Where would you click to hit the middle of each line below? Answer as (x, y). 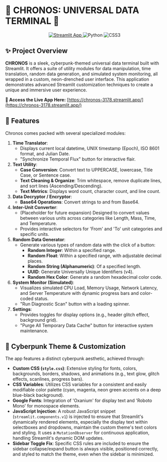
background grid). (39, 320)
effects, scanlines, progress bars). (48, 379)
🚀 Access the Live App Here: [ (37, 99)
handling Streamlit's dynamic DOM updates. (58, 438)
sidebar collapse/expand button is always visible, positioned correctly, (85, 449)
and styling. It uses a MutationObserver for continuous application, (81, 433)
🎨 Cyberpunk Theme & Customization (65, 346)
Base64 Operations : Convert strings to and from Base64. (80, 202)
